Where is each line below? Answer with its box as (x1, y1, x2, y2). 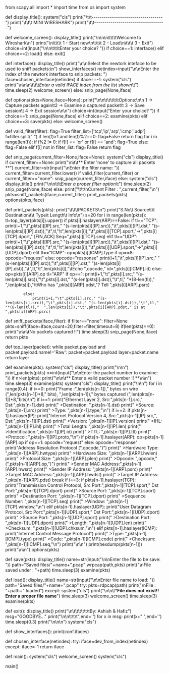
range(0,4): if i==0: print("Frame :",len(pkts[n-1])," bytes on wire (5, 386, 138, 391)
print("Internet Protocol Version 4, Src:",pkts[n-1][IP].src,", (37, 413, 157, 418)
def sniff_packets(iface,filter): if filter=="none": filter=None (5, 318, 128, 324)
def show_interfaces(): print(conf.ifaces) (5, 629, 89, 635)
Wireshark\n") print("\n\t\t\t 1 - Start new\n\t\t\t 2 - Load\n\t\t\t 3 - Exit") (5, 40, 153, 46)
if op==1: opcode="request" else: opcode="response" (25, 439, 138, 445)
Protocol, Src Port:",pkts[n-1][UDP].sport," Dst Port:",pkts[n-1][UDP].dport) (5, 509, 160, 515)
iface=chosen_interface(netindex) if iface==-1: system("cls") (5, 77, 132, 82)
